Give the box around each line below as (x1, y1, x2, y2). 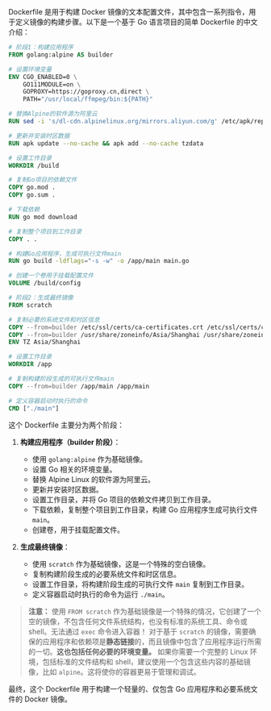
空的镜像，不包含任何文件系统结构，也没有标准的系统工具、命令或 (27, 616, 248, 626)
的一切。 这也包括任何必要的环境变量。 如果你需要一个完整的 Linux (27, 647, 248, 656)
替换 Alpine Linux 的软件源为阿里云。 (31, 474, 156, 484)
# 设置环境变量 (8, 65, 52, 73)
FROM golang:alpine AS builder (8, 51, 114, 59)
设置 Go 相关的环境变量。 (31, 464, 117, 474)
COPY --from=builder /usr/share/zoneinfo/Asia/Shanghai (8, 331, 200, 339)
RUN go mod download (8, 213, 78, 221)
